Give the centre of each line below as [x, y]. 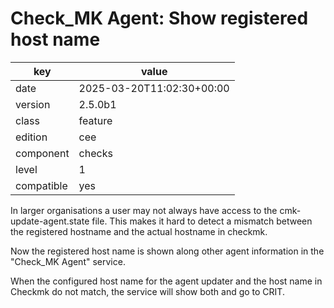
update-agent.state [50, 221]
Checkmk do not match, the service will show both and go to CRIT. [147, 291]
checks [95, 153]
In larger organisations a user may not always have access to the [144, 210]
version [33, 104]
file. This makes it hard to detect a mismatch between [202, 221]
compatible [41, 185]
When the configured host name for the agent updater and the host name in [166, 281]
